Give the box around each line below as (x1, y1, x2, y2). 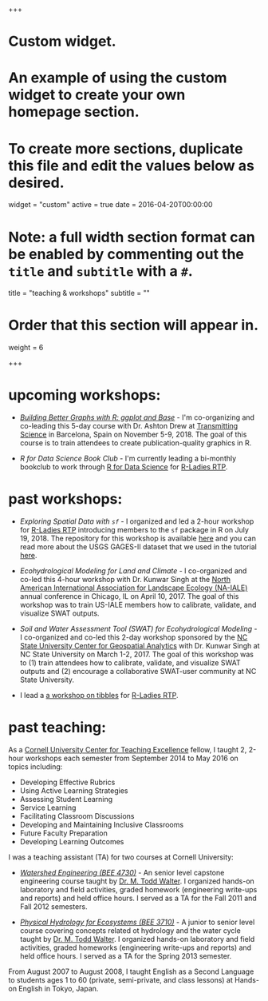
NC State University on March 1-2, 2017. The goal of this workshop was (19, 649, 254, 660)
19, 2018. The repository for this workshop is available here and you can (19, 533, 257, 544)
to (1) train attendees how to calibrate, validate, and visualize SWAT (19, 658, 241, 668)
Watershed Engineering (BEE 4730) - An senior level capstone (19, 868, 225, 877)
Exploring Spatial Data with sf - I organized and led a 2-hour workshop (19, 516, 254, 526)
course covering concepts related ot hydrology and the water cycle (19, 926, 241, 935)
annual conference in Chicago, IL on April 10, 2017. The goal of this (19, 592, 239, 601)
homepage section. (8, 103, 140, 121)
